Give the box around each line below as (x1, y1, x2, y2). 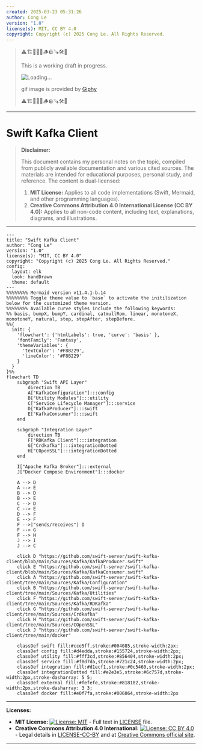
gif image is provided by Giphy (20, 86, 97, 93)
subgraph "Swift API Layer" (17, 380, 87, 386)
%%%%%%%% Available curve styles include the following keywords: (6, 305, 176, 312)
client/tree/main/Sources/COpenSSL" (6, 622, 98, 628)
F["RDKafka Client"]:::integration (28, 437, 117, 443)
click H (17, 617, 36, 623)
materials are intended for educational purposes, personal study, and (20, 171, 192, 178)
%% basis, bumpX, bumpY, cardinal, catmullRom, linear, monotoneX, (6, 311, 179, 317)
